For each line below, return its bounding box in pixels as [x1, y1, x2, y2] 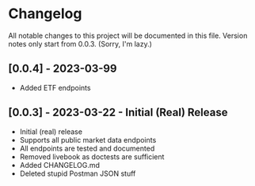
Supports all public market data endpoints [19, 135, 157, 144]
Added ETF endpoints [19, 83, 91, 92]
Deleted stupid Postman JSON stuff [19, 169, 136, 178]
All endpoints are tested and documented [19, 143, 155, 153]
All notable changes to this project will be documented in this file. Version [8, 31, 248, 40]
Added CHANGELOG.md [19, 160, 101, 169]
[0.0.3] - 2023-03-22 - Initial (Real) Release [8, 106, 228, 119]
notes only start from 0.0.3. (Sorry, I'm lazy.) [8, 39, 153, 48]
